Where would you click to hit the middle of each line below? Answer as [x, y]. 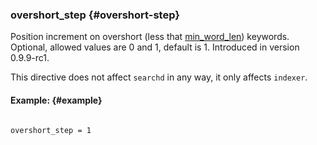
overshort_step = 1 [51, 130]
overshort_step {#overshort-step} [95, 15]
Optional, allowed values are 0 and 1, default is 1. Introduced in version [155, 47]
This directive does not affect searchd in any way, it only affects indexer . [159, 77]
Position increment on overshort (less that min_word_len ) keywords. [150, 37]
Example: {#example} [56, 100]
